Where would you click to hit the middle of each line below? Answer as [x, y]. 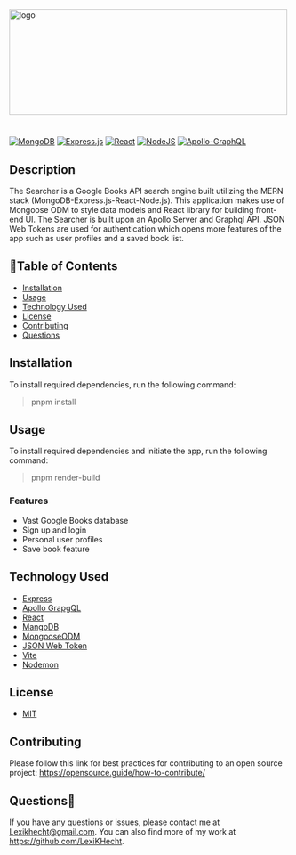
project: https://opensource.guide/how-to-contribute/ [108, 773]
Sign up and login [54, 530]
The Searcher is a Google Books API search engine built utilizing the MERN [146, 191]
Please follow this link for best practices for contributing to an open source [146, 763]
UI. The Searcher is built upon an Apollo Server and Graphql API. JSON [155, 219]
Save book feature [56, 549]
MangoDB [40, 626]
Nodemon [40, 664]
